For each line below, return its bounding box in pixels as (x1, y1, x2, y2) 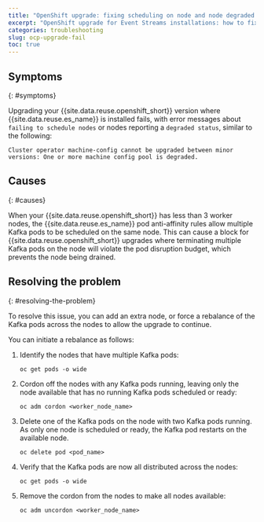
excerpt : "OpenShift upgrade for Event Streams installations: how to (8, 19, 244, 27)
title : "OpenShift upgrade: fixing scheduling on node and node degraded (8, 11, 255, 20)
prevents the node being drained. (8, 252, 116, 262)
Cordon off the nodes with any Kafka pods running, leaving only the (19, 379, 240, 388)
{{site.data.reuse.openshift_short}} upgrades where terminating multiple (8, 235, 242, 244)
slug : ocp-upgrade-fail (8, 33, 86, 42)
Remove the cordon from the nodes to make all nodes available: (19, 491, 226, 500)
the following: (8, 130, 53, 140)
